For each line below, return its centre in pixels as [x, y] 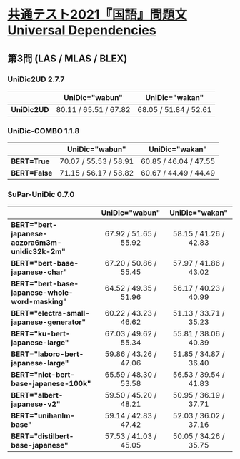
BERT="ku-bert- [41, 334]
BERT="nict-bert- [43, 375]
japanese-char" [39, 272]
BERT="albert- [37, 395]
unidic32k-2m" [38, 252]
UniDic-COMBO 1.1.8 [44, 131]
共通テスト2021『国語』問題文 [97, 15]
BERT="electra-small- [51, 313]
